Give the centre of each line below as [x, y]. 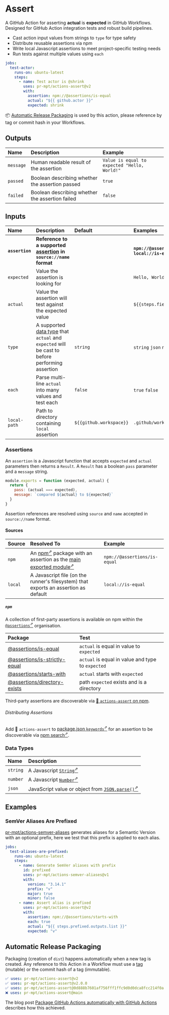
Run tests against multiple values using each [58, 54]
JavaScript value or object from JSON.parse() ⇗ [83, 789]
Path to [44, 411]
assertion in [51, 252]
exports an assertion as [58, 588]
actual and [49, 338]
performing [49, 363]
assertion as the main [55, 560]
